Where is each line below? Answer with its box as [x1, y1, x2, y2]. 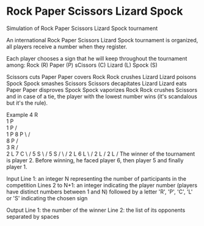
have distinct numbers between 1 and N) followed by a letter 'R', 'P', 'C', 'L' [6, 188, 193, 195]
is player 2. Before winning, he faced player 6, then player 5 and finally [6, 156, 184, 164]
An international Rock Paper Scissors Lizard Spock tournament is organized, [6, 36, 199, 43]
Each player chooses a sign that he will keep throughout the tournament [6, 55, 188, 62]
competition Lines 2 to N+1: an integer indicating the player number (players [6, 181, 197, 189]
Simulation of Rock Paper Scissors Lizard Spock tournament [6, 24, 158, 32]
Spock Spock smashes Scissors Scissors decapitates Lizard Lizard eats [6, 80, 188, 87]
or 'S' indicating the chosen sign [6, 194, 88, 202]
